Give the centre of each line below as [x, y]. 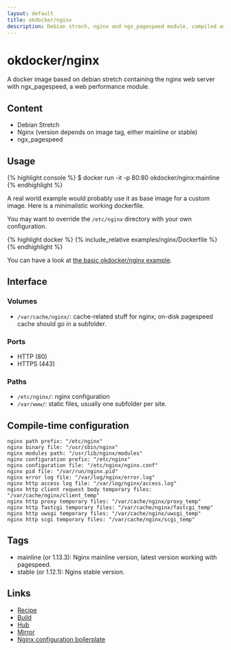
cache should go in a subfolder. [62, 323]
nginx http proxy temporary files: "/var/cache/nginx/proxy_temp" [104, 502]
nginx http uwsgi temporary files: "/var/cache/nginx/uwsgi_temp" [104, 514]
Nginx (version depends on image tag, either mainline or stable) [107, 132]
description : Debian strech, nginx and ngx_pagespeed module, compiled [112, 26]
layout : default [30, 13]
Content [25, 108]
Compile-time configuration [68, 425]
